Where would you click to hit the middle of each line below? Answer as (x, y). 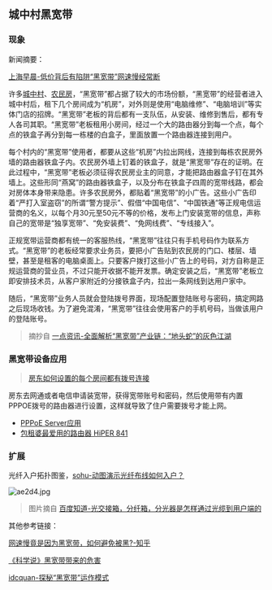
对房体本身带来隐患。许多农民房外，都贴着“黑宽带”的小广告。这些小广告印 (133, 192)
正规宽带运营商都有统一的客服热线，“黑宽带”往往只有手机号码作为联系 (125, 240)
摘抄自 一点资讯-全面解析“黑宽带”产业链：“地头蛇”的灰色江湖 (130, 335)
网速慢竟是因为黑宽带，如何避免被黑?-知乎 (80, 543)
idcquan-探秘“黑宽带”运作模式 (59, 578)
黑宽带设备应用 (38, 359)
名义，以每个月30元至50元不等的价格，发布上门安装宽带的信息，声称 (145, 212)
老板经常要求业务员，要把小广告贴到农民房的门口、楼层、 (153, 250)
